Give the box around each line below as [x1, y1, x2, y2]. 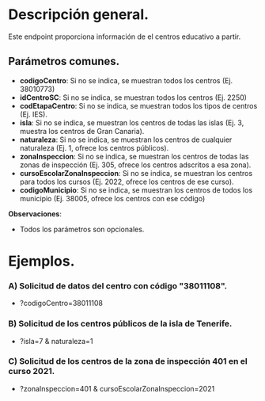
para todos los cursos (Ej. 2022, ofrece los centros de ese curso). [19, 177, 235, 186]
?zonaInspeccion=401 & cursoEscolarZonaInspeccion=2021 [19, 384, 215, 393]
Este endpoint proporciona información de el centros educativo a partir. [8, 32, 241, 41]
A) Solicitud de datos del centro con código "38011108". [8, 280, 228, 291]
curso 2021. [8, 366, 55, 377]
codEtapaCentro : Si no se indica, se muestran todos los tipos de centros [19, 101, 258, 110]
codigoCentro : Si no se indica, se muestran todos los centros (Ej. [19, 75, 233, 85]
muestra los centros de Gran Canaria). [19, 126, 145, 136]
